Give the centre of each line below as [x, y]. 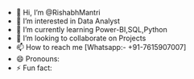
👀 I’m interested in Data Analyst [68, 21]
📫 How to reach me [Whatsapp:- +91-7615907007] [101, 47]
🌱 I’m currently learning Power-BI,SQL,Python [91, 29]
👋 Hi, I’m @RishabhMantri [58, 12]
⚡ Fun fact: [34, 68]
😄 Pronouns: [38, 59]
